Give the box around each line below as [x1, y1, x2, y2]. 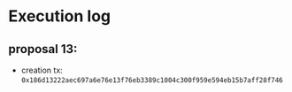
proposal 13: [8, 42, 78, 57]
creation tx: [20, 65, 63, 75]
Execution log [8, 6, 111, 27]
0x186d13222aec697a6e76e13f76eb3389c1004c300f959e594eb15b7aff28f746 [20, 76, 284, 85]
